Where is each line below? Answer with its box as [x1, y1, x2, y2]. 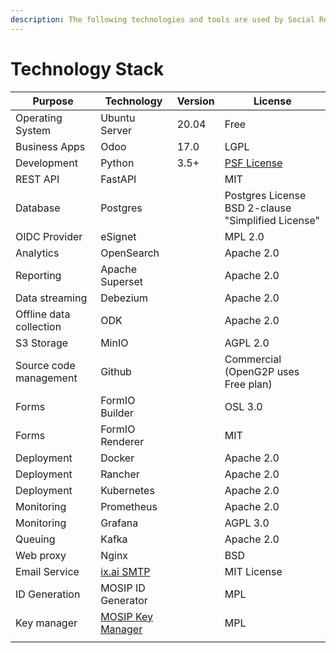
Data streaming [15, 291, 88, 305]
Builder [100, 406, 134, 420]
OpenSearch [100, 246, 160, 260]
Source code [15, 358, 76, 372]
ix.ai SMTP [100, 564, 151, 578]
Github [100, 364, 132, 378]
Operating [15, 111, 63, 125]
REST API [15, 172, 60, 186]
